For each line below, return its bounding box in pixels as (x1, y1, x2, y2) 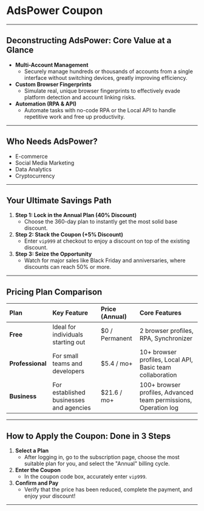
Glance (6, 45, 34, 55)
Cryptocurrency (15, 172, 55, 179)
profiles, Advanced (139, 388, 194, 397)
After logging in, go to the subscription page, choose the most (24, 454, 180, 460)
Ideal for (52, 323, 76, 331)
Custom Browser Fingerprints (15, 80, 92, 88)
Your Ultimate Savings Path (6, 195, 112, 205)
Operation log (139, 404, 179, 412)
